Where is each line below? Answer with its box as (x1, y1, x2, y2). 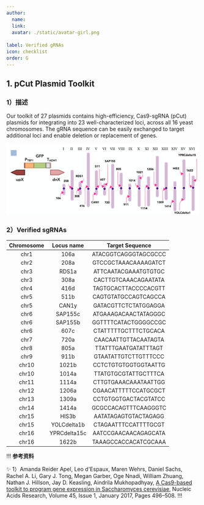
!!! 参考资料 (6, 452, 35, 460)
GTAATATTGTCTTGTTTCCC (93, 353, 165, 360)
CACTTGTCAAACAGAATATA (93, 276, 165, 283)
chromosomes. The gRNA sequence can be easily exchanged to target (6, 126, 184, 133)
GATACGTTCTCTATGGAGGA (93, 302, 165, 309)
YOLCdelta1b (51, 421, 86, 428)
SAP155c (56, 310, 81, 317)
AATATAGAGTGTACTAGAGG (93, 412, 165, 420)
